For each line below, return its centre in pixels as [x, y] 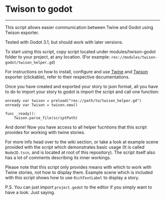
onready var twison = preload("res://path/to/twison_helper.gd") [73, 100]
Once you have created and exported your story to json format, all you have [82, 86]
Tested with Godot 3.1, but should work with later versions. [64, 42]
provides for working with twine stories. [45, 132]
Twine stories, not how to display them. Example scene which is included [79, 172]
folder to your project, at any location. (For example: [58, 57]
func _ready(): [21, 114]
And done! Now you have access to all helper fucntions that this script [76, 127]
